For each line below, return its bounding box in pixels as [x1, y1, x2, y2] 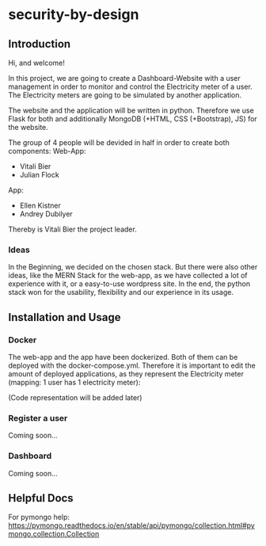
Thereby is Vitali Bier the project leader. [8, 224, 137, 234]
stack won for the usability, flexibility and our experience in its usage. [8, 288, 234, 297]
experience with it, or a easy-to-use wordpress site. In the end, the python [8, 279, 251, 288]
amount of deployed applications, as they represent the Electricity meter [8, 368, 244, 378]
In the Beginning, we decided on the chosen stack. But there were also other [8, 262, 258, 272]
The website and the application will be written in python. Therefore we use [8, 105, 255, 115]
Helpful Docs [8, 491, 74, 505]
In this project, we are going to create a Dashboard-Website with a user [8, 74, 241, 82]
